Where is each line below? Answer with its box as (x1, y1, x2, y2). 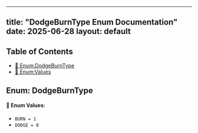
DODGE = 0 (14, 122, 39, 128)
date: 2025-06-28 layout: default (6, 26, 131, 36)
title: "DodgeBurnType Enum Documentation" (6, 17, 178, 27)
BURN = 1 (14, 116, 37, 122)
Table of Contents (6, 46, 74, 56)
